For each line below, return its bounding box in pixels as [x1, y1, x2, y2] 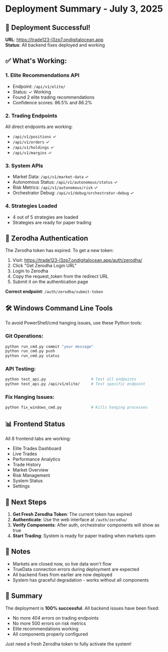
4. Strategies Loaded [5, 202, 58, 210]
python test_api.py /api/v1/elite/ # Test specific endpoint [5, 382, 145, 387]
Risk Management [12, 472, 50, 478]
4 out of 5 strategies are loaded [12, 214, 78, 220]
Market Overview [12, 467, 49, 473]
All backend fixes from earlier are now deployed [12, 572, 113, 578]
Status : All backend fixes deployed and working [5, 42, 105, 48]
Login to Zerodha [12, 268, 49, 274]
